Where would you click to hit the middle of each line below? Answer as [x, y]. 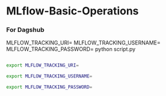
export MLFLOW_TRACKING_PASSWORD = [49, 87]
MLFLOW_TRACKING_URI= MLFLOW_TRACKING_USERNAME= [83, 43]
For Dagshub [25, 30]
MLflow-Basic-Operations [73, 11]
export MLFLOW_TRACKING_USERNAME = [49, 76]
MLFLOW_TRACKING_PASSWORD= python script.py [71, 49]
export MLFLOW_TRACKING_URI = [43, 65]
